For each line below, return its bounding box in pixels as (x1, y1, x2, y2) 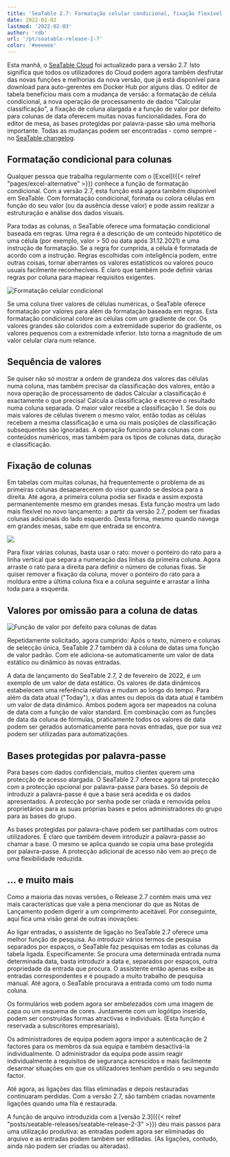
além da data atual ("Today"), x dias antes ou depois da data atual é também (7, 694, 224, 702)
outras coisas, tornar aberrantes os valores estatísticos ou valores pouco (7, 258, 214, 267)
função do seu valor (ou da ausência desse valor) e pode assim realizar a (7, 201, 215, 210)
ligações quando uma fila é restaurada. (7, 1099, 118, 1108)
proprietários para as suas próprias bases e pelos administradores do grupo (7, 805, 222, 813)
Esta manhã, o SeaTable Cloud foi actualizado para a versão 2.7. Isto (7, 61, 200, 69)
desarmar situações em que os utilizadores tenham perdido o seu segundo (7, 1064, 219, 1072)
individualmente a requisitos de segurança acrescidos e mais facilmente (7, 1057, 211, 1065)
